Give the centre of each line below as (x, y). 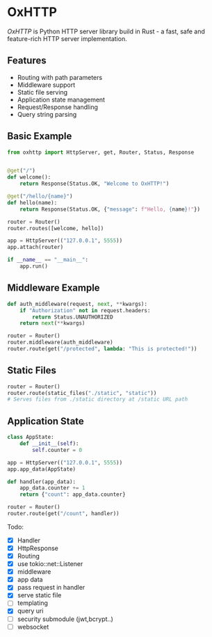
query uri (30, 611)
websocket (33, 627)
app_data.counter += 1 (52, 488)
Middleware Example (54, 288)
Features (27, 61)
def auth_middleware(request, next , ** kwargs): (78, 304)
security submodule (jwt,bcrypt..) (65, 619)
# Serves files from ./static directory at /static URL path (98, 400)
